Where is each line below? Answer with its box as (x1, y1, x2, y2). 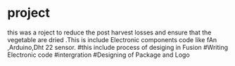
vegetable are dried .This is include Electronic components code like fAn (7, 35, 217, 44)
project (7, 5, 51, 21)
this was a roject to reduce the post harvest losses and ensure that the (7, 28, 212, 37)
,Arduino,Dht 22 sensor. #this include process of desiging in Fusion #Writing (7, 43, 229, 51)
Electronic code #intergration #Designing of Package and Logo (7, 51, 190, 59)
